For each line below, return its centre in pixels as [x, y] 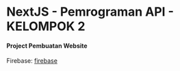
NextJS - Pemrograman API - [90, 12]
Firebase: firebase [32, 61]
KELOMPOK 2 [46, 26]
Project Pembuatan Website [47, 46]
